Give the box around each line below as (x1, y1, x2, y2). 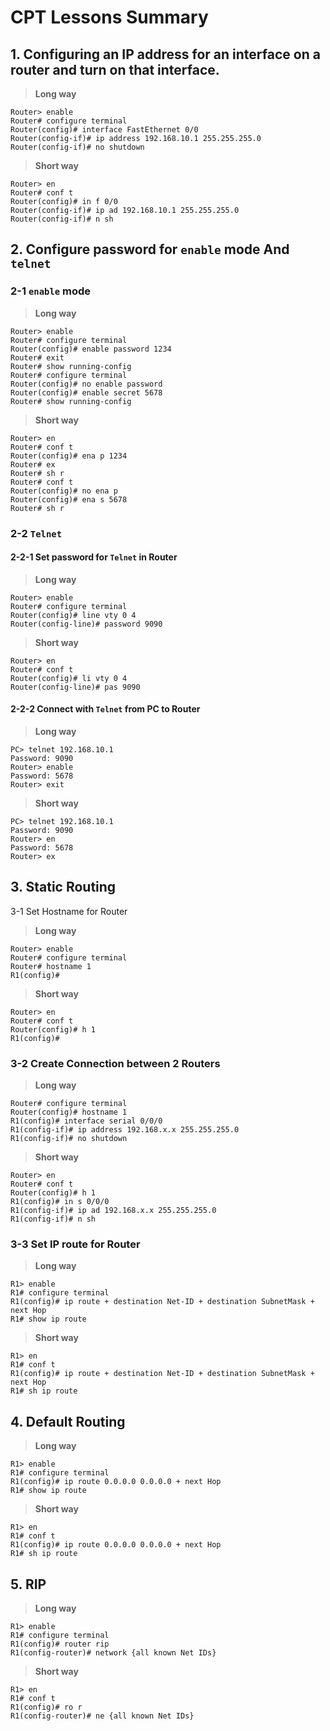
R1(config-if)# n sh (10, 1214, 97, 1225)
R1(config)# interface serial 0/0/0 (10, 1116, 163, 1126)
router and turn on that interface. (10, 61, 220, 78)
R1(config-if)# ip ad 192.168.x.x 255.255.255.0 (10, 1206, 217, 1216)
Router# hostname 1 (10, 961, 92, 971)
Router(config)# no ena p (10, 486, 118, 496)
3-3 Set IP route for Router (10, 1237, 141, 1251)
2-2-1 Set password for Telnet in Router (10, 551, 178, 563)
